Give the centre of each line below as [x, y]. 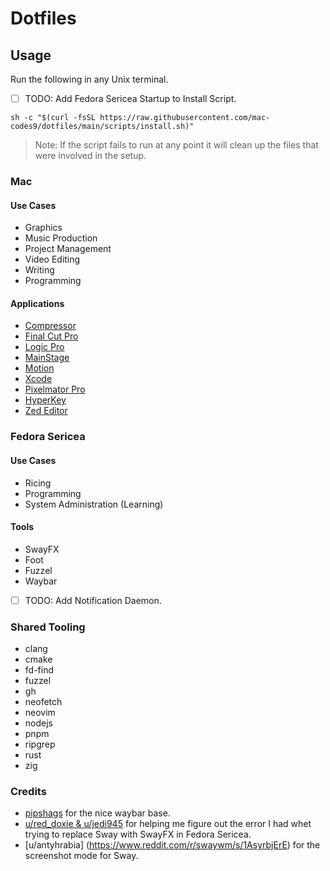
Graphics [43, 228]
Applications [37, 303]
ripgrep [40, 744]
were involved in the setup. [90, 156]
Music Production [61, 238]
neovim [40, 713]
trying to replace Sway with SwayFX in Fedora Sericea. [138, 834]
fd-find [39, 670]
